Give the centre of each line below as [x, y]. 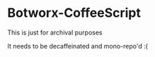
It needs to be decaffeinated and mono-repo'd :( [78, 46]
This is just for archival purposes [55, 32]
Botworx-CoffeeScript [74, 13]
